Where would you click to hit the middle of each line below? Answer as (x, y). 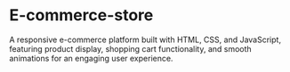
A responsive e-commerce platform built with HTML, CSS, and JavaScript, (145, 40)
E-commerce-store (81, 15)
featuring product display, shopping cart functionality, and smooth (130, 48)
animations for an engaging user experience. (91, 58)
